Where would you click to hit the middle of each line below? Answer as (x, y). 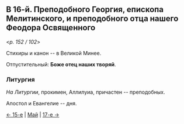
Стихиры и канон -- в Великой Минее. (54, 53)
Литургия (20, 79)
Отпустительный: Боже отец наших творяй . (61, 64)
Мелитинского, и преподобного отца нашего (92, 19)
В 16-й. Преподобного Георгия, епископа (85, 10)
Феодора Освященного (51, 28)
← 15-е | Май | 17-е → (33, 115)
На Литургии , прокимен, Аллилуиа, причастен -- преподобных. (86, 92)
